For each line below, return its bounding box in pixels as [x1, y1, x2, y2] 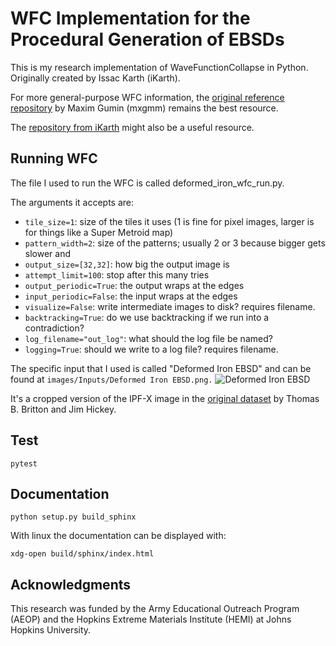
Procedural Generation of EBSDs [10, 28, 285, 51]
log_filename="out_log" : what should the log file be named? [24, 332, 273, 344]
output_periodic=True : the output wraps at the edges [24, 279, 245, 291]
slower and [24, 247, 71, 259]
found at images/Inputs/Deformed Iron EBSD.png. [10, 373, 213, 385]
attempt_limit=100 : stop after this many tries [24, 268, 210, 281]
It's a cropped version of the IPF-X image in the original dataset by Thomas [10, 392, 320, 404]
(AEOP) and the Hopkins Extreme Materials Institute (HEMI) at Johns [10, 613, 292, 626]
